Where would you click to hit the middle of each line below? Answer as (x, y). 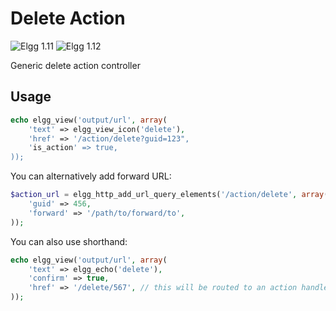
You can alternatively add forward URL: (91, 176)
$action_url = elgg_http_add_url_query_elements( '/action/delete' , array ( (169, 195)
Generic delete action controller (75, 65)
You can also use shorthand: (69, 241)
